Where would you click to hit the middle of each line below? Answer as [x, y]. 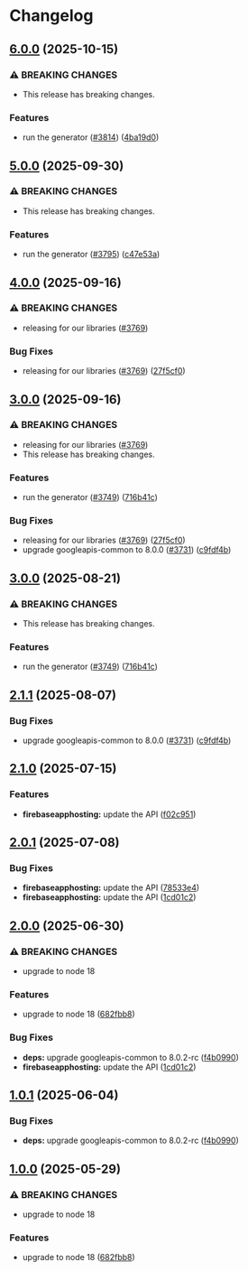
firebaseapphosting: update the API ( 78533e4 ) [111, 888]
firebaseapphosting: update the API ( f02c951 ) [109, 814]
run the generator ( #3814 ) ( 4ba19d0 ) [91, 137]
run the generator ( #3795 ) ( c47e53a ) [91, 255]
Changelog [51, 16]
